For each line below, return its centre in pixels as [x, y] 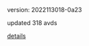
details [16, 36]
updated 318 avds [32, 23]
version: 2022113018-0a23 [44, 10]
